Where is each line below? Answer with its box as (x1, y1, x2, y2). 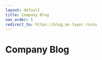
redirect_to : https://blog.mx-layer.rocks (5, 22, 97, 27)
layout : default (5, 7, 40, 13)
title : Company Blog (5, 12, 50, 17)
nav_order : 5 (5, 17, 33, 22)
